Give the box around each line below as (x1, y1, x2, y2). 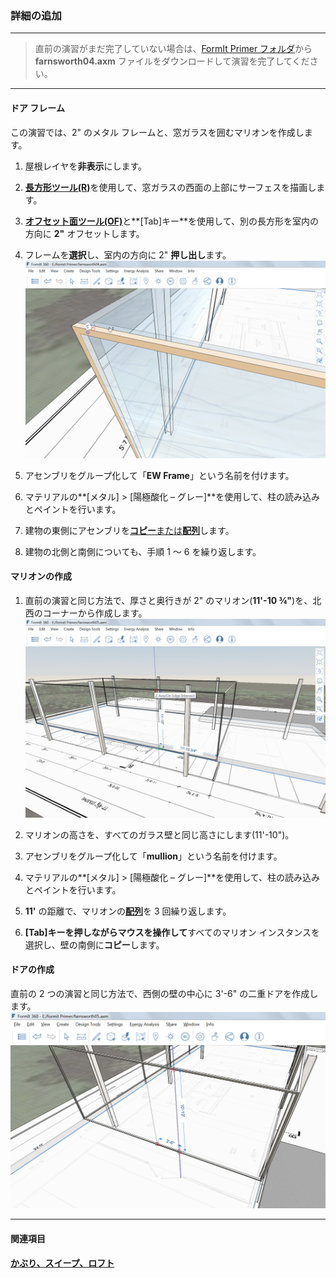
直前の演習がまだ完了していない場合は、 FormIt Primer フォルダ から (34, 43, 313, 55)
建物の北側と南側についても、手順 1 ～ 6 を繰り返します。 (24, 545, 262, 557)
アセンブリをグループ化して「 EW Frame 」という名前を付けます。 (24, 469, 295, 481)
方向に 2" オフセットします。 (24, 227, 145, 239)
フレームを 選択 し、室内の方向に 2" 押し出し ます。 (24, 248, 232, 261)
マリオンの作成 (10, 570, 72, 582)
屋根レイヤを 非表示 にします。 (24, 160, 147, 172)
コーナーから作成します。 (42, 607, 148, 619)
